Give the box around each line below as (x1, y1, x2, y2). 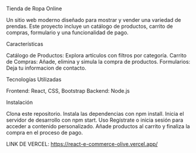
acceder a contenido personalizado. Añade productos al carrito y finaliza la (6, 123, 190, 129)
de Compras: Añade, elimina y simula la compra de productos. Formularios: (6, 58, 191, 65)
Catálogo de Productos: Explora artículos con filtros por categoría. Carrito (6, 52, 187, 58)
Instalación (6, 99, 33, 106)
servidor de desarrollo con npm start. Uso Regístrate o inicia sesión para (6, 116, 184, 123)
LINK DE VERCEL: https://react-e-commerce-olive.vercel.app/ (6, 141, 158, 147)
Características (6, 41, 43, 47)
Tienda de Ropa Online (6, 5, 62, 12)
